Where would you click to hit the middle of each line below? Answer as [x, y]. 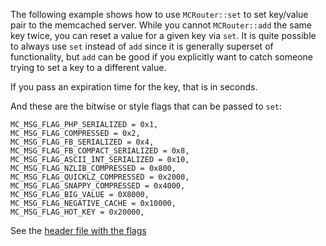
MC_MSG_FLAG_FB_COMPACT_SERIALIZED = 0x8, [100, 151]
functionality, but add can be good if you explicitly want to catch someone [162, 57]
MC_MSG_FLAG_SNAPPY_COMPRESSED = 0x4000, [98, 186]
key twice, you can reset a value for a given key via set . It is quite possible [163, 35]
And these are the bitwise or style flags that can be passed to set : [146, 106]
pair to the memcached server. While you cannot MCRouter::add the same [161, 25]
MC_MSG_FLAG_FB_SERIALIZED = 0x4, [82, 142]
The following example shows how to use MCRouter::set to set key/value [159, 14]
